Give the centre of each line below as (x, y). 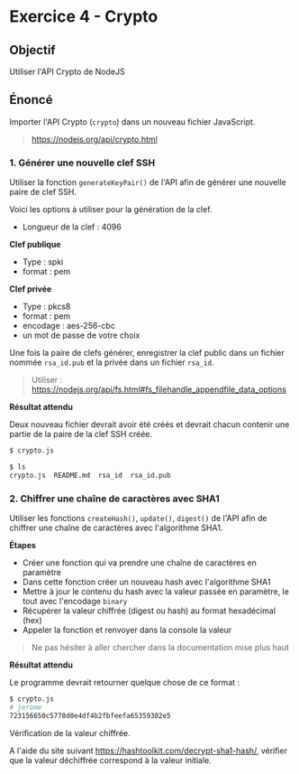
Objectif (32, 50)
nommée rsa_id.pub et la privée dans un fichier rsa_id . (112, 362)
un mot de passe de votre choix (81, 335)
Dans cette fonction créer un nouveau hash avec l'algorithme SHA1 (146, 582)
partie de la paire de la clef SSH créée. (81, 434)
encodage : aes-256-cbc (68, 326)
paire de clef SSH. (43, 192)
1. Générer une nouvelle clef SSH (82, 163)
